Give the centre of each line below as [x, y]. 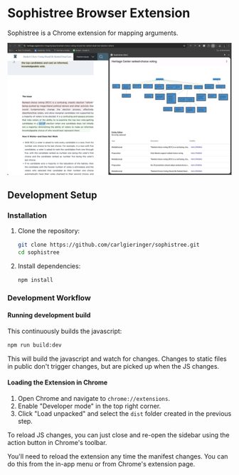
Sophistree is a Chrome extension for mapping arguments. [93, 33]
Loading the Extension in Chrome [58, 382]
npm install [35, 280]
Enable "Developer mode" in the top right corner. [89, 406]
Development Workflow [49, 298]
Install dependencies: [49, 266]
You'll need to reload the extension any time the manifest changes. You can [118, 456]
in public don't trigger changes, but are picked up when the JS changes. [113, 366]
